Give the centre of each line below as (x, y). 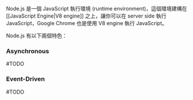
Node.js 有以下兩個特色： (37, 36)
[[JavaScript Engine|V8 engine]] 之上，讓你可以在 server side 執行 (86, 16)
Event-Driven (26, 79)
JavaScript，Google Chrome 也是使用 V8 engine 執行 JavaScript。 (87, 23)
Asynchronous (28, 51)
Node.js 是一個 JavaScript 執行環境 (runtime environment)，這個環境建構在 (97, 8)
